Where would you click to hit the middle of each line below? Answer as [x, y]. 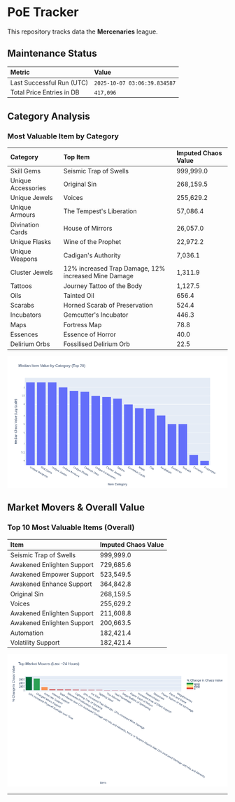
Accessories [28, 188]
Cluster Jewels [31, 272]
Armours [23, 215]
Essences [24, 334]
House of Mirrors [88, 229]
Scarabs [22, 306]
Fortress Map [83, 324]
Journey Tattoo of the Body [103, 286]
